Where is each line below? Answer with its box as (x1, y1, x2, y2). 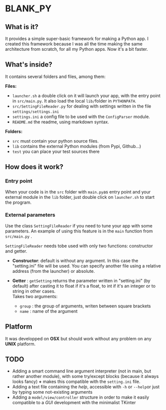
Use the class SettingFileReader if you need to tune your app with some (5, 223, 153, 228)
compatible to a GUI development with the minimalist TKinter (12, 400, 136, 406)
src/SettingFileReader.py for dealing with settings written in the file (12, 103, 152, 109)
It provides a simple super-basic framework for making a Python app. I (5, 36, 149, 41)
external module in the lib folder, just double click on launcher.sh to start (5, 194, 155, 200)
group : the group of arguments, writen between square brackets (19, 303, 151, 309)
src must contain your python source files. (12, 138, 99, 144)
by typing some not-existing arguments (12, 389, 93, 395)
